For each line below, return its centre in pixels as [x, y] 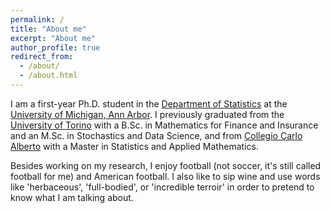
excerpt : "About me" [53, 38]
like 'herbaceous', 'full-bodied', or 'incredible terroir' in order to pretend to [162, 187]
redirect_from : [42, 57]
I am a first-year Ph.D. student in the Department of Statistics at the [149, 103]
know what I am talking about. [72, 197]
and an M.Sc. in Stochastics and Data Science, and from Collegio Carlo [156, 135]
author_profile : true [55, 47]
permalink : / [37, 19]
